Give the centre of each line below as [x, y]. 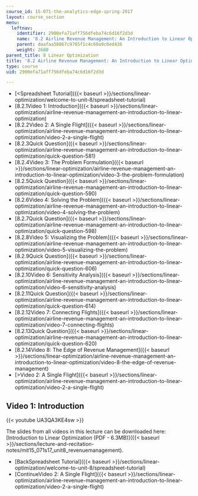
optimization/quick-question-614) [55, 306]
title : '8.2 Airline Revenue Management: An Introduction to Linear [92, 61]
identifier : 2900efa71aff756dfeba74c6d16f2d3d [75, 34]
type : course [22, 66]
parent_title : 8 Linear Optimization [52, 55]
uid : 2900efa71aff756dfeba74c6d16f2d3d [55, 72]
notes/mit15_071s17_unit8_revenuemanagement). [65, 450]
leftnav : [22, 28]
